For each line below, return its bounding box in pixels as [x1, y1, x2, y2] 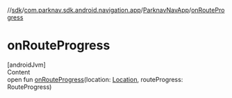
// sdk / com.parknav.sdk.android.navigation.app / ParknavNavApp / [7, 6, 192, 14]
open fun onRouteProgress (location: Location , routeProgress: [7, 75, 183, 83]
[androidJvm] [7, 60, 47, 69]
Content [7, 67, 31, 76]
